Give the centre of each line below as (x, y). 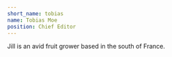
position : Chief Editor (42, 26)
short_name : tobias (36, 14)
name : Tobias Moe (32, 20)
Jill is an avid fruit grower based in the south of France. (86, 47)
